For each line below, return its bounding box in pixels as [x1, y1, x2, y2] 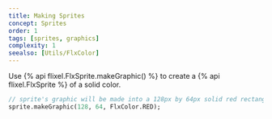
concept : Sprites [8, 19, 67, 27]
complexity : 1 [8, 42, 57, 50]
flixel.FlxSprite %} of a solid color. [8, 80, 121, 89]
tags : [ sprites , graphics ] [8, 34, 100, 43]
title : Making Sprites [8, 11, 85, 20]
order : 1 [8, 27, 38, 35]
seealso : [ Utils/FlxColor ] [8, 49, 100, 57]
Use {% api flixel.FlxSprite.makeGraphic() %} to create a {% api [8, 72, 220, 80]
